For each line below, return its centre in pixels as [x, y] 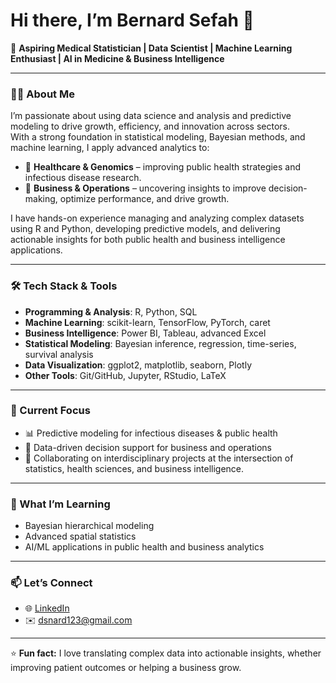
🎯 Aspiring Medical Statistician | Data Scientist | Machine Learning [151, 48]
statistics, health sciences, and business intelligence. [134, 468]
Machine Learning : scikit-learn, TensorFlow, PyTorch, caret [147, 322]
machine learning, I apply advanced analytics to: [110, 148]
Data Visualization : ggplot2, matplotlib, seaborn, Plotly [138, 365]
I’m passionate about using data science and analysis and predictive [151, 116]
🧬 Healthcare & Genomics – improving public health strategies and [163, 167]
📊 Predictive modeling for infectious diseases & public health [151, 433]
